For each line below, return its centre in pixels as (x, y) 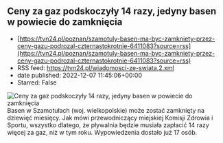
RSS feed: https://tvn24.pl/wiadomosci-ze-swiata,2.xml (95, 67)
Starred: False (37, 82)
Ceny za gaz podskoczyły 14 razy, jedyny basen (112, 11)
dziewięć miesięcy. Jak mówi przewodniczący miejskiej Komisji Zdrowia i (110, 118)
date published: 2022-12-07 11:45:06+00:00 (80, 75)
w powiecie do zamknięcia (65, 22)
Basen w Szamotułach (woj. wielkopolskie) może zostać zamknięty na (106, 110)
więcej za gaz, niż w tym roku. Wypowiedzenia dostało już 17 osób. (102, 132)
